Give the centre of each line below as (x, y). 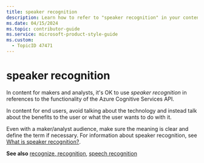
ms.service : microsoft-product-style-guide (62, 35)
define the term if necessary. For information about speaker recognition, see (102, 135)
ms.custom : (20, 40)
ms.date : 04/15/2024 (32, 23)
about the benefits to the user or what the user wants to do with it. (89, 117)
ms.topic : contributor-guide (43, 29)
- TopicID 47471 (32, 46)
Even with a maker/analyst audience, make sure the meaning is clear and (97, 128)
